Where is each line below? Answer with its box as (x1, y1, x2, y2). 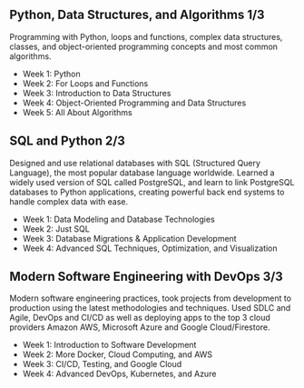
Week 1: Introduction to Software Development (22, 340, 197, 351)
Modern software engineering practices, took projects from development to (9, 293, 292, 303)
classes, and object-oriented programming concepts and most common (9, 41, 279, 52)
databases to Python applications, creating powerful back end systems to (9, 186, 285, 197)
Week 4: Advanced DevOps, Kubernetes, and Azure (22, 368, 217, 380)
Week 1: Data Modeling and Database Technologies (22, 214, 215, 224)
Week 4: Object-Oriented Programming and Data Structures (22, 97, 247, 108)
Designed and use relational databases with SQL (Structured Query (9, 157, 261, 168)
